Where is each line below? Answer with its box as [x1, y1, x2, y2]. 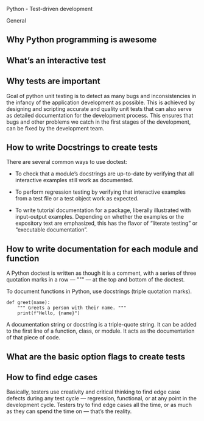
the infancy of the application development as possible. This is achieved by [6, 99, 195, 106]
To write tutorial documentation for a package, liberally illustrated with [15, 207, 191, 214]
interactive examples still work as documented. [15, 177, 134, 184]
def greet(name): [6, 300, 51, 306]
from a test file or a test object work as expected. [15, 195, 139, 202]
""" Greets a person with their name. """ [17, 305, 127, 311]
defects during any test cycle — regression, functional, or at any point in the [6, 395, 197, 402]
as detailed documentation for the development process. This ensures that [6, 111, 194, 119]
